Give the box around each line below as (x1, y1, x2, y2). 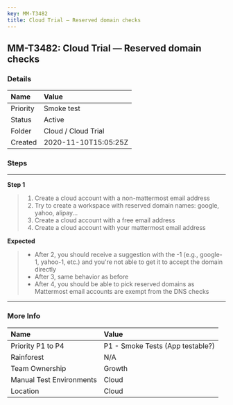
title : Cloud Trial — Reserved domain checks (7, 17, 141, 24)
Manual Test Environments (10, 374, 97, 384)
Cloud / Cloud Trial (44, 126, 105, 136)
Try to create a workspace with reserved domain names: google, (34, 201, 220, 210)
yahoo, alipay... (34, 209, 78, 217)
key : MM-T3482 (7, 10, 49, 17)
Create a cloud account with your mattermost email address (34, 224, 206, 232)
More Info (7, 311, 41, 321)
